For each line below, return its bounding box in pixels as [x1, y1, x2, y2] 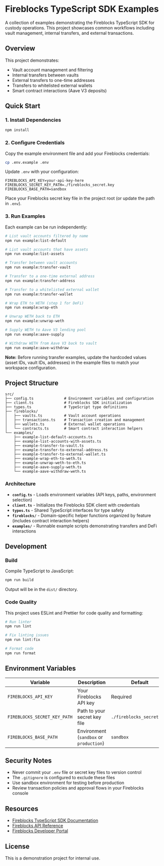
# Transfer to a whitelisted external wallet [5, 287, 99, 292]
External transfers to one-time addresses [12, 77, 95, 83]
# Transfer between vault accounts [5, 260, 78, 265]
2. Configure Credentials [5, 139, 65, 146]
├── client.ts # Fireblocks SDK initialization [5, 401, 132, 406]
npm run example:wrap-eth [5, 305, 58, 310]
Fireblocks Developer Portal [12, 828, 68, 834]
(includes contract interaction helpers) [12, 517, 89, 523]
